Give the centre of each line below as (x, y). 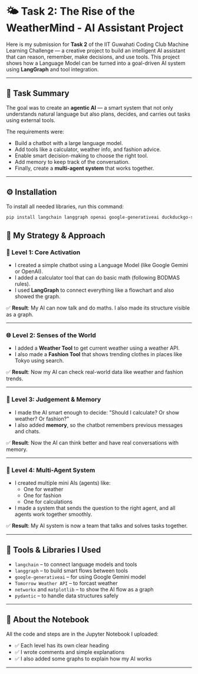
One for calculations (48, 502)
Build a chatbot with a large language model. (69, 143)
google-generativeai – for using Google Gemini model (80, 577)
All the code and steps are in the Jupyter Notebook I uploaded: (82, 634)
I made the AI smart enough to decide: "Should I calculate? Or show (97, 412)
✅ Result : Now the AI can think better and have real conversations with (92, 442)
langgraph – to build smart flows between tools (71, 570)
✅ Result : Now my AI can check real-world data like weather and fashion (95, 372)
